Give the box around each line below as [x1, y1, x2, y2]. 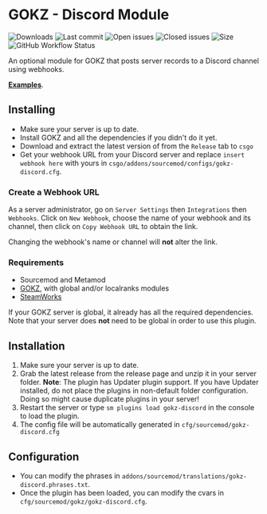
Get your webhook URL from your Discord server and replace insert [19, 149, 245, 159]
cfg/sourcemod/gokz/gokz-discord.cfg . [19, 496, 147, 506]
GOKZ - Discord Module [8, 6, 170, 24]
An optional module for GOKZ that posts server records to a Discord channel [8, 56, 259, 65]
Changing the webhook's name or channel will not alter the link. [8, 237, 218, 247]
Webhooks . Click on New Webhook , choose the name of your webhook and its [8, 213, 251, 223]
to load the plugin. [19, 411, 80, 421]
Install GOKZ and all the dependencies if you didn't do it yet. [19, 132, 218, 142]
